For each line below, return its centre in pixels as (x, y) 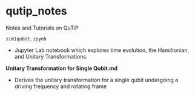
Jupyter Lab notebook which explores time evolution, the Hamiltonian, (102, 50)
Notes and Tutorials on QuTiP (42, 28)
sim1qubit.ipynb (26, 39)
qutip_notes (36, 11)
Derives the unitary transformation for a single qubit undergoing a (96, 80)
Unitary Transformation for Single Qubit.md (62, 68)
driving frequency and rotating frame (61, 86)
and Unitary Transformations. (51, 56)
